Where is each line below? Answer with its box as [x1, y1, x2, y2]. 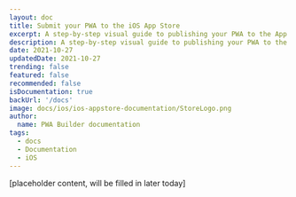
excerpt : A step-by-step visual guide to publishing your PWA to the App [9, 29, 288, 38]
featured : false [9, 71, 69, 80]
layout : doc [9, 12, 53, 22]
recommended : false [9, 79, 82, 88]
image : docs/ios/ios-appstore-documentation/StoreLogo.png [9, 104, 232, 113]
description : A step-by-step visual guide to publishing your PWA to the [9, 37, 288, 47]
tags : [9, 129, 29, 138]
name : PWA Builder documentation [17, 121, 141, 130]
